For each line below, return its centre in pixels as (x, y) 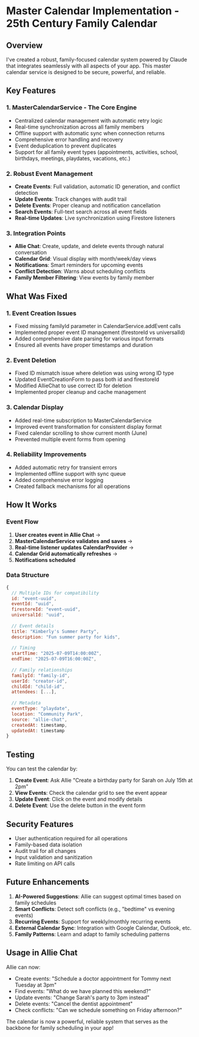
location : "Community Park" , (47, 714)
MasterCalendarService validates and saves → (74, 541)
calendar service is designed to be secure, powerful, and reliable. (86, 72)
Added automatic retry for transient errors (66, 467)
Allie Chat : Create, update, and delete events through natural (89, 246)
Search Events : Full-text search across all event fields (81, 211)
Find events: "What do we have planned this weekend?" (83, 991)
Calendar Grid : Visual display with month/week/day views (86, 259)
